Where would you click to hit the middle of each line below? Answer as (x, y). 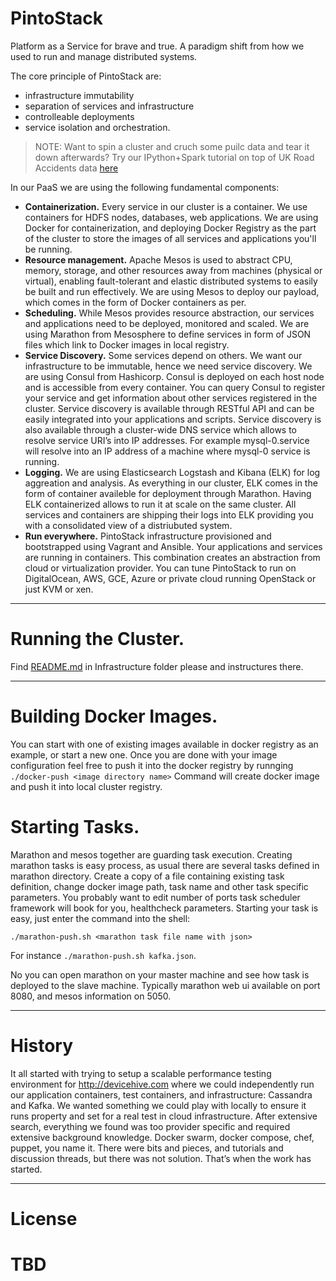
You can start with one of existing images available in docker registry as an (164, 744)
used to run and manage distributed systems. (104, 56)
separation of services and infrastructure (109, 106)
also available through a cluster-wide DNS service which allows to (161, 429)
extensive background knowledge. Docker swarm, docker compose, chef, (162, 1137)
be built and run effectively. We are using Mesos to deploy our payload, (172, 291)
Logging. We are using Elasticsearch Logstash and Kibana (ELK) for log (172, 472)
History (42, 1045)
